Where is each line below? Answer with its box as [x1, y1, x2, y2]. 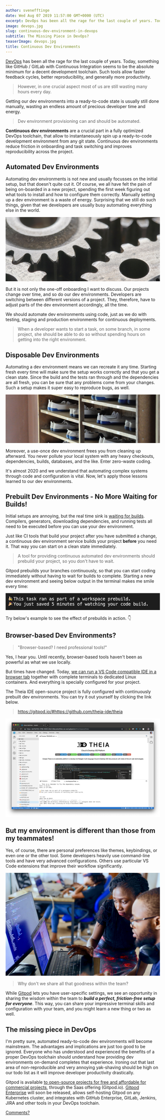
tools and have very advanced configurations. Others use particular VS [5, 858, 149, 864]
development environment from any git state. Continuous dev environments [5, 138, 158, 144]
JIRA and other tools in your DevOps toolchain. [5, 1100, 100, 1106]
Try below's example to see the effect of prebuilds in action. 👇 [5, 615, 132, 621]
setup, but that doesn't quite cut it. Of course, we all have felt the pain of [5, 181, 152, 187]
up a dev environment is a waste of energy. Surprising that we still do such [5, 196, 156, 202]
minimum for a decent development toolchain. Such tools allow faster [5, 69, 145, 75]
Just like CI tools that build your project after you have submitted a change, [5, 533, 157, 539]
